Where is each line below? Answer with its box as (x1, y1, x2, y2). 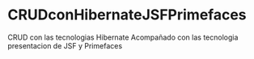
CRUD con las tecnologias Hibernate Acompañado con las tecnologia (7, 32, 239, 42)
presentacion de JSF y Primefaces (7, 40, 123, 50)
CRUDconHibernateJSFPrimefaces (7, 6, 247, 24)
